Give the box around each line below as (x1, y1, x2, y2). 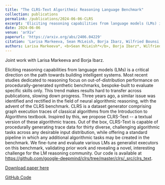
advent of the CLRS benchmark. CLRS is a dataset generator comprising (5, 103, 151, 109)
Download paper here (5, 165, 49, 171)
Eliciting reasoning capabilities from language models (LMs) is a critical (5, 67, 149, 73)
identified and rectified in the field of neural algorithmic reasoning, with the (5, 98, 157, 104)
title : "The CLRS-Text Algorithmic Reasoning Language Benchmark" (5, 7, 144, 12)
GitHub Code (5, 174, 31, 180)
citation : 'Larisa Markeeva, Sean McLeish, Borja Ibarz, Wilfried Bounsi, (5, 39, 162, 44)
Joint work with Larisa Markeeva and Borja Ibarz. (5, 57, 104, 63)
